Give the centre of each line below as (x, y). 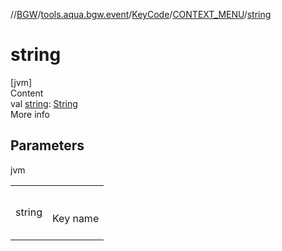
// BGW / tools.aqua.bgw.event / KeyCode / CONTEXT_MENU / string (141, 14)
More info (30, 114)
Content (27, 93)
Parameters (47, 145)
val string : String (44, 103)
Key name (76, 218)
